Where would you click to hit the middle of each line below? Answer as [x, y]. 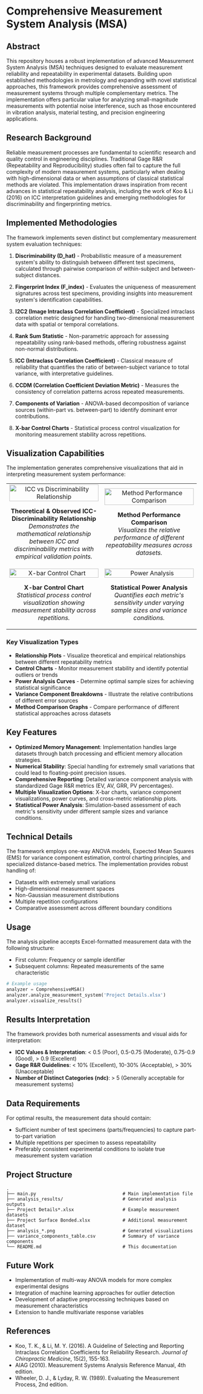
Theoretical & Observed [46, 511]
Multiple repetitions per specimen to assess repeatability [85, 1143]
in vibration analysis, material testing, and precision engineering [85, 112]
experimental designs [42, 1286]
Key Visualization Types [42, 642]
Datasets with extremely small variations [65, 882]
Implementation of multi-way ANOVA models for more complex [93, 1280]
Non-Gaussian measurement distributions [67, 895]
